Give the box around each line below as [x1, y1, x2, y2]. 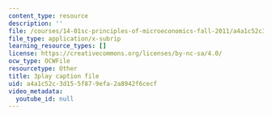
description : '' [8, 19, 63, 28]
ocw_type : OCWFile [8, 57, 70, 66]
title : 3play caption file [8, 72, 100, 80]
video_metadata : [8, 87, 63, 96]
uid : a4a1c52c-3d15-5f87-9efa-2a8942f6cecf [8, 79, 158, 87]
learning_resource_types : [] [8, 42, 107, 50]
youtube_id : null [15, 95, 74, 103]
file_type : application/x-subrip [8, 34, 121, 43]
